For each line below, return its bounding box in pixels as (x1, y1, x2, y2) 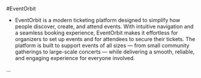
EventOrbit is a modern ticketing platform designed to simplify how (14, 17, 181, 23)
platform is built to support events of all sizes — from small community (14, 42, 190, 49)
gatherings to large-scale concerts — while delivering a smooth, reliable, (14, 48, 195, 55)
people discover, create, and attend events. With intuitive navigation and (14, 23, 194, 30)
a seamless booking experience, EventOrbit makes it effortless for (14, 29, 178, 36)
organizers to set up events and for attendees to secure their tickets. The (14, 36, 196, 42)
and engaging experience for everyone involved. (14, 55, 135, 61)
